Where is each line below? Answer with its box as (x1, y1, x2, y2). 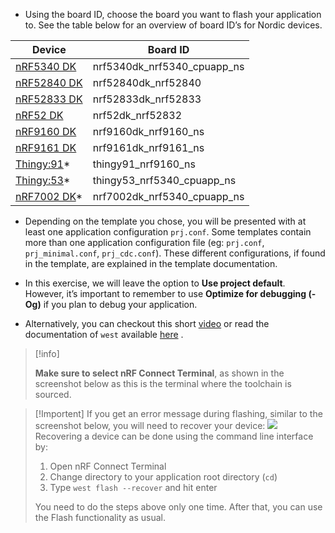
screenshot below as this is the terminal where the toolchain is (34, 378, 292, 389)
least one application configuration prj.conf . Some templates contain (24, 226, 312, 238)
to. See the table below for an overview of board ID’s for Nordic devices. (24, 19, 323, 31)
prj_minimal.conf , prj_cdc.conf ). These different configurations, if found (24, 247, 326, 259)
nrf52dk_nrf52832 (92, 109, 183, 122)
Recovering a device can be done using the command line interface (34, 430, 314, 442)
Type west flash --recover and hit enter (49, 482, 218, 493)
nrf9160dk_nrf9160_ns (92, 125, 205, 138)
